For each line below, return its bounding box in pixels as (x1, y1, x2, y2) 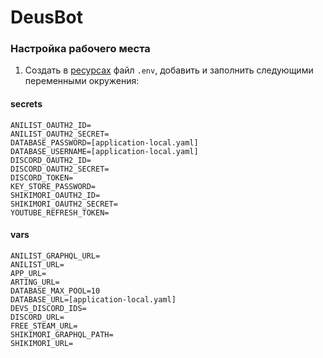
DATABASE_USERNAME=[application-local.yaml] (10, 146, 199, 156)
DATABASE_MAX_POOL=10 (10, 286, 101, 296)
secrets (10, 98, 43, 110)
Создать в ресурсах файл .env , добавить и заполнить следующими (24, 64, 314, 76)
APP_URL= (10, 268, 47, 278)
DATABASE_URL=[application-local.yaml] (10, 294, 177, 305)
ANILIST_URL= (10, 259, 65, 270)
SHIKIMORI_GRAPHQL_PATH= (10, 329, 114, 340)
